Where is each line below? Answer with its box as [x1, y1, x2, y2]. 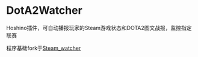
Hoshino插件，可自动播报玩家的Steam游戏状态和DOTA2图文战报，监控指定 [6, 24, 192, 31]
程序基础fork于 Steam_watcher [6, 44, 81, 52]
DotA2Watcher [6, 4, 82, 17]
